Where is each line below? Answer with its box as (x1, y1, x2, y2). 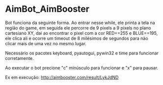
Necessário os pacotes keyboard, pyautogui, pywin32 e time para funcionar (5, 50, 159, 56)
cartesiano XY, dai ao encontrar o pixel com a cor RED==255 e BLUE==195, (5, 30, 158, 36)
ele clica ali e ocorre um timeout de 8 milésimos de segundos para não (5, 35, 148, 41)
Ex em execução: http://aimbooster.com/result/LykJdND (5, 74, 119, 80)
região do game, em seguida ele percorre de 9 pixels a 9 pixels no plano (5, 25, 151, 30)
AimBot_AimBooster (5, 3, 90, 15)
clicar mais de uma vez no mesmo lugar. (5, 40, 87, 46)
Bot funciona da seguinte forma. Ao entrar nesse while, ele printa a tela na (5, 20, 156, 26)
